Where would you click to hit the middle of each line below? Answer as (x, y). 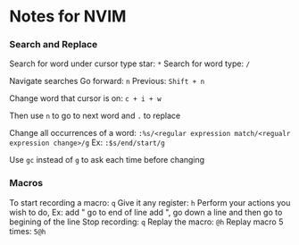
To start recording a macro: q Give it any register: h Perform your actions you (150, 202)
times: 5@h (28, 231)
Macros (26, 183)
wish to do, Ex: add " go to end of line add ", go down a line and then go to (146, 212)
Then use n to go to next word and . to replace (95, 116)
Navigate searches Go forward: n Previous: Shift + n (107, 81)
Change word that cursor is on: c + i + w (86, 98)
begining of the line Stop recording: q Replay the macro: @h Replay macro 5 (146, 222)
